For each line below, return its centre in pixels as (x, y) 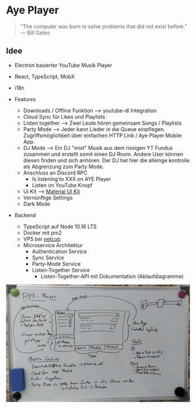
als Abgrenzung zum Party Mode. (64, 166)
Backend (25, 215)
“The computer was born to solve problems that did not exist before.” (104, 26)
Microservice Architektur (53, 245)
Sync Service (48, 258)
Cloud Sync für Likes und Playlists (64, 116)
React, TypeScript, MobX (44, 76)
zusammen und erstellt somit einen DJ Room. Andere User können (103, 154)
